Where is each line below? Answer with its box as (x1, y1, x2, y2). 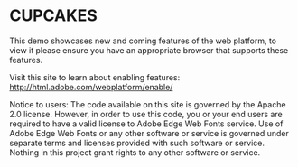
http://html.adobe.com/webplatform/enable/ (9, 81, 173, 92)
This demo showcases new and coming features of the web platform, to (9, 35, 277, 46)
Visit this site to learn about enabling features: (9, 71, 181, 82)
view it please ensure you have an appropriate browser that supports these (9, 44, 289, 55)
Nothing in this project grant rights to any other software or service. (9, 146, 261, 158)
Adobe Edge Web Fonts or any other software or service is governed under (9, 127, 289, 138)
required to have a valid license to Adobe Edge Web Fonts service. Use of (9, 118, 284, 129)
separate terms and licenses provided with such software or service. (9, 137, 265, 148)
